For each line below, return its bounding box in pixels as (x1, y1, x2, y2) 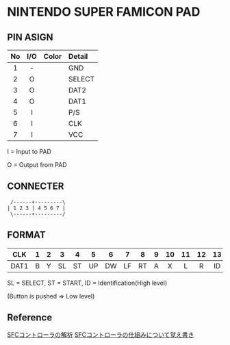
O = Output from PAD (7, 161, 67, 168)
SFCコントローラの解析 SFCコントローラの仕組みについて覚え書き (7, 331, 194, 339)
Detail (68, 52, 88, 61)
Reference (7, 312, 53, 324)
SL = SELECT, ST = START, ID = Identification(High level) (7, 279, 168, 287)
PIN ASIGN (7, 31, 53, 43)
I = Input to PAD (7, 148, 51, 155)
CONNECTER (7, 181, 64, 192)
